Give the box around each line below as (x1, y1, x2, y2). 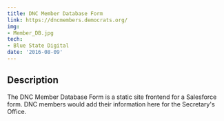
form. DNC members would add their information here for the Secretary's (7, 100, 215, 108)
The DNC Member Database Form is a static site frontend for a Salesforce (7, 93, 217, 101)
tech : (7, 36, 23, 43)
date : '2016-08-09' (7, 49, 63, 56)
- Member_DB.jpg (7, 29, 54, 37)
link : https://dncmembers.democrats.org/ (7, 17, 128, 24)
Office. (7, 107, 27, 115)
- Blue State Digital (7, 42, 70, 49)
